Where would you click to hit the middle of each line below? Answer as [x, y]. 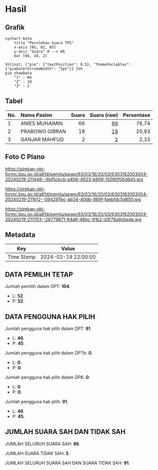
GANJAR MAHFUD [42, 139]
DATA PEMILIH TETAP [39, 274]
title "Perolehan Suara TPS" [44, 43]
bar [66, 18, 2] [31, 56]
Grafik [15, 27]
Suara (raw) [104, 115]
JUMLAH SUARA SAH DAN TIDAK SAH [65, 432]
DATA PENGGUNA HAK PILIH [50, 317]
